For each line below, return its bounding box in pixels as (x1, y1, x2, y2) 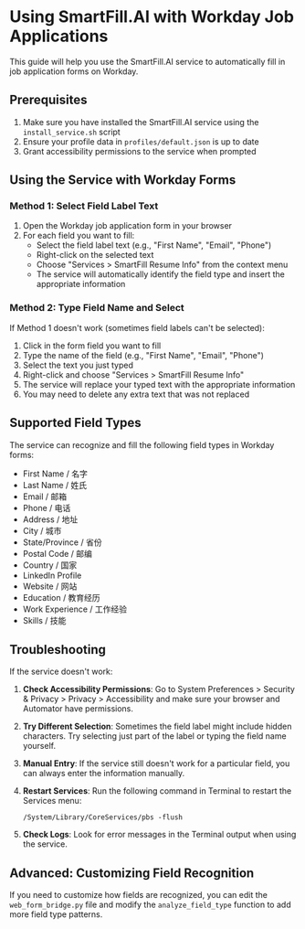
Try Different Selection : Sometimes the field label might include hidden (22, 721, 292, 732)
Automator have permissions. (22, 703, 134, 714)
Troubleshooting (9, 642, 107, 657)
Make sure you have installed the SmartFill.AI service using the (22, 116, 259, 127)
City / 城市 (22, 525, 62, 536)
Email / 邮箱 (22, 491, 68, 502)
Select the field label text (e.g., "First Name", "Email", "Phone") (36, 240, 272, 251)
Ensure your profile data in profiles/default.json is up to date (22, 135, 259, 147)
